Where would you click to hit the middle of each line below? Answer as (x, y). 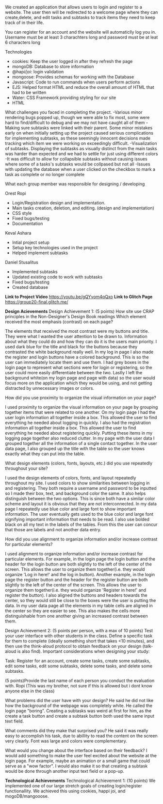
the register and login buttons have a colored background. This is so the (77, 357)
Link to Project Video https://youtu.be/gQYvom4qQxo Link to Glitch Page (79, 297)
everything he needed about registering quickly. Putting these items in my (79, 433)
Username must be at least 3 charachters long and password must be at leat (81, 37)
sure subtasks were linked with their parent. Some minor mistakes (87, 128)
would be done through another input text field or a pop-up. (65, 771)
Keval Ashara (18, 233)
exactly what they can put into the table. (45, 454)
